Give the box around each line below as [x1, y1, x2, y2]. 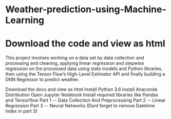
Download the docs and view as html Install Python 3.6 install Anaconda [5, 86, 158, 92]
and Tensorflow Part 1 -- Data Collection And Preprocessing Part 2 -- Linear [5, 97, 166, 103]
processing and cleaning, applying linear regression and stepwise [5, 60, 144, 66]
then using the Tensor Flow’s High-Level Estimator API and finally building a [5, 71, 165, 77]
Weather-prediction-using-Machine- [5, 4, 167, 15]
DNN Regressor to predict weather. [5, 77, 80, 83]
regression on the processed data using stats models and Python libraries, [5, 65, 163, 72]
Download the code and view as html [5, 38, 165, 50]
